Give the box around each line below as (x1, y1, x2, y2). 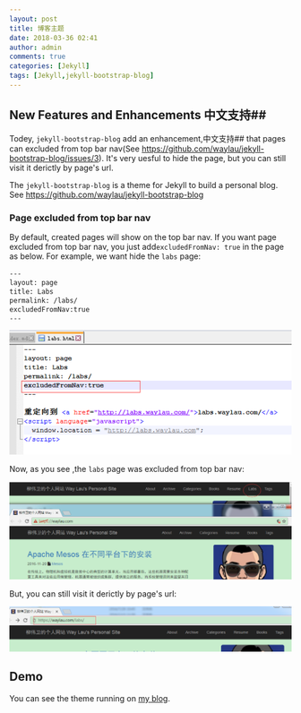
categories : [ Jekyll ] (9, 62, 90, 71)
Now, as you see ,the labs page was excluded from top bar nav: (9, 464, 245, 475)
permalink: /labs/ (9, 296, 78, 305)
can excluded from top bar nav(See (9, 143, 141, 154)
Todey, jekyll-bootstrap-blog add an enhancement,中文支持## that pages (9, 133, 287, 143)
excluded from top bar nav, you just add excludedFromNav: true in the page (9, 241, 285, 252)
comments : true (9, 52, 66, 62)
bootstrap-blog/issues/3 (9, 152, 99, 163)
